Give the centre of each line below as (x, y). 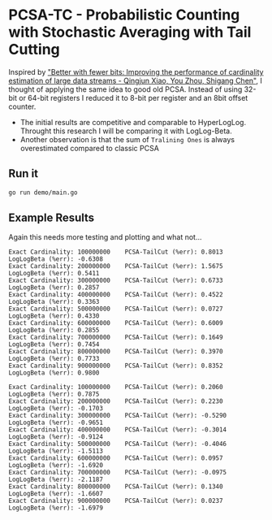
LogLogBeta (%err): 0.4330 (54, 316)
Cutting (35, 50)
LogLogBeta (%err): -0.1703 (56, 409)
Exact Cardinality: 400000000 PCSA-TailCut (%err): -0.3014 (118, 430)
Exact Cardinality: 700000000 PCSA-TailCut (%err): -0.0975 (118, 473)
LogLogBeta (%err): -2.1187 (56, 480)
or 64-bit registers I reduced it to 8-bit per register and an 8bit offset (134, 97)
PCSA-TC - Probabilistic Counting (124, 15)
